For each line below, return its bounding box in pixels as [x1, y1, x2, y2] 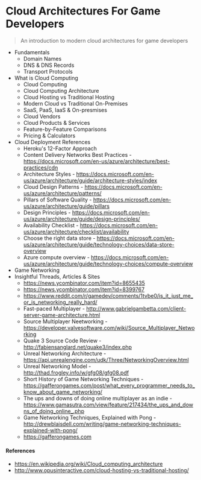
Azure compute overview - [23, 253, 90, 261]
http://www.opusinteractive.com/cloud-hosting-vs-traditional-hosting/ [14, 467, 189, 474]
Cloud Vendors [23, 113, 61, 120]
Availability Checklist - [23, 221, 79, 229]
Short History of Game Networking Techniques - [23, 375, 144, 382]
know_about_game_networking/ [23, 388, 103, 396]
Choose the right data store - [23, 234, 96, 242]
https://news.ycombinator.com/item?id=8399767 [23, 285, 145, 293]
